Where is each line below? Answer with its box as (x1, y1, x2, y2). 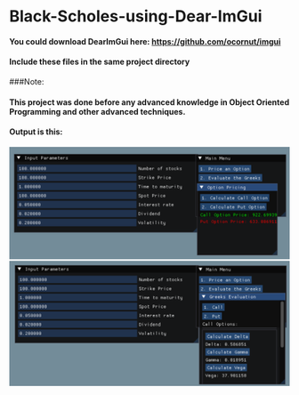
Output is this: (9, 126, 63, 137)
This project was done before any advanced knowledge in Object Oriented (9, 96, 290, 108)
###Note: (9, 76, 44, 86)
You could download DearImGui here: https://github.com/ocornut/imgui (9, 36, 281, 46)
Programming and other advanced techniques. (9, 106, 186, 117)
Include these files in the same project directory (9, 56, 190, 68)
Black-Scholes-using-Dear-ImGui (9, 6, 263, 27)
